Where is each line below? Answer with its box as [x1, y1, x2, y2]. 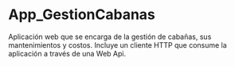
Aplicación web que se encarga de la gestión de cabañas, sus [8, 32, 212, 41]
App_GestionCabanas [8, 6, 155, 24]
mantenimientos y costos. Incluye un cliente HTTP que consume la [8, 40, 227, 49]
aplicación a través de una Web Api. [8, 49, 127, 58]
